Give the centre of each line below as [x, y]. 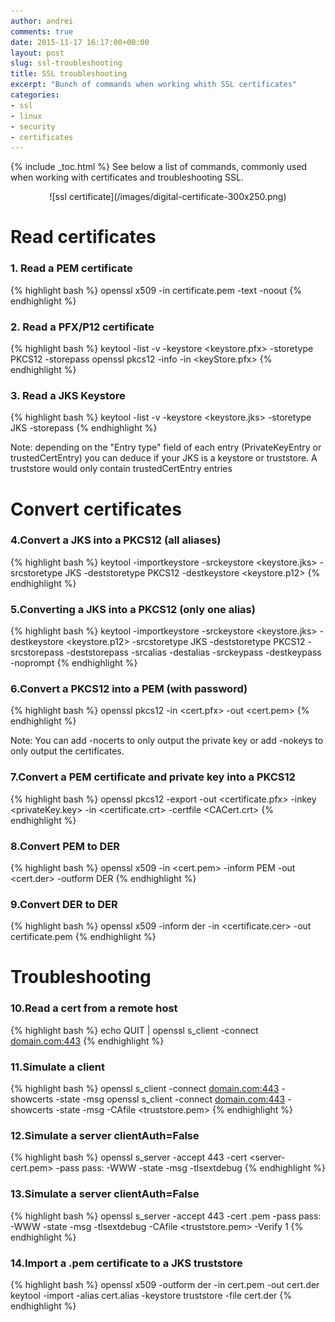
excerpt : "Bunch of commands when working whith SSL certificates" [154, 85]
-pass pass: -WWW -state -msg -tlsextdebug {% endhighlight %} [190, 1168]
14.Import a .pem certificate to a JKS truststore [126, 1263]
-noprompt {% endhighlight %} [74, 663]
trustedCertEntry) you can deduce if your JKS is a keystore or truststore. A [164, 458]
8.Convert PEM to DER [65, 846]
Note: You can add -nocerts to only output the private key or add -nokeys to [167, 741]
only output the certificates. [67, 751]
